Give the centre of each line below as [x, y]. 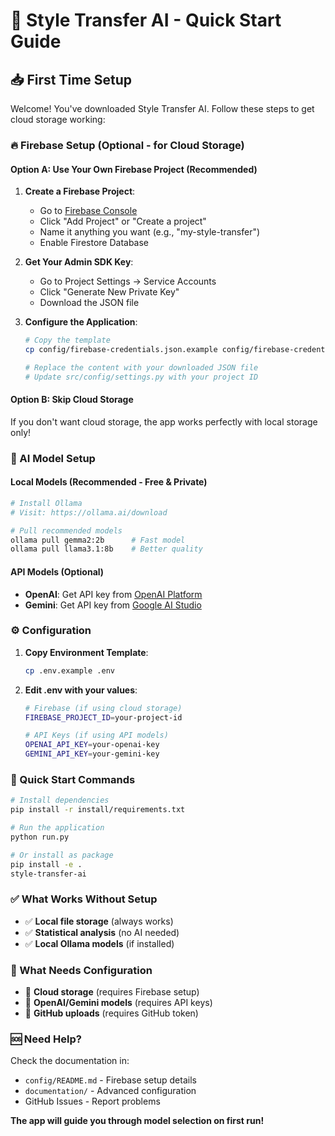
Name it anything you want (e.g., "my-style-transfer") [150, 232]
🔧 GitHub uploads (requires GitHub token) [111, 1013]
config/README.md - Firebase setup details [110, 1080]
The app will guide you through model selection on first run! [137, 1121]
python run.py [40, 837]
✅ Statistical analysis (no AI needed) [102, 932]
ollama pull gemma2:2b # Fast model [98, 540]
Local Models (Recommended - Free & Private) [109, 482]
